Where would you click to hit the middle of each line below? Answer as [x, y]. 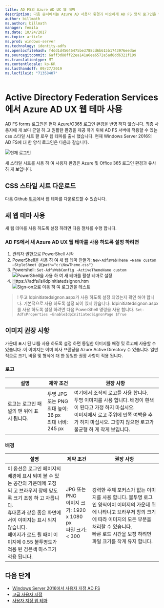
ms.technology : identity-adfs [36, 46]
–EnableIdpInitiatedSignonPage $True [88, 314]
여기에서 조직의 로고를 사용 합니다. [111, 393]
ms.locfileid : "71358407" [31, 73]
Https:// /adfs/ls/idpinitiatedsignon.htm [51, 281]
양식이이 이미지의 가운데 [124, 505]
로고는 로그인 [22, 404]
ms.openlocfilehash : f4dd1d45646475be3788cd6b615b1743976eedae [71, 50]
